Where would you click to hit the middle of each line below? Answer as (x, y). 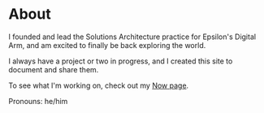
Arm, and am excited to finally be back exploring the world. (107, 45)
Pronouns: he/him (38, 101)
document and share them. (54, 69)
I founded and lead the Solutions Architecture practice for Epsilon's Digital (132, 37)
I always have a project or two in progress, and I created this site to (121, 61)
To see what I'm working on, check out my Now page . (99, 85)
